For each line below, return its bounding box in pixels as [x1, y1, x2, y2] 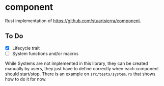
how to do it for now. [5, 76, 47, 82]
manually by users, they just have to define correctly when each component [5, 65, 159, 71]
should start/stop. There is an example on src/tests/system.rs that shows [5, 71, 156, 77]
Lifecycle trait [12, 45, 40, 51]
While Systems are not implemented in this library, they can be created [5, 60, 148, 66]
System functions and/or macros [12, 51, 79, 57]
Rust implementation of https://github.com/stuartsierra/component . [5, 18, 141, 24]
